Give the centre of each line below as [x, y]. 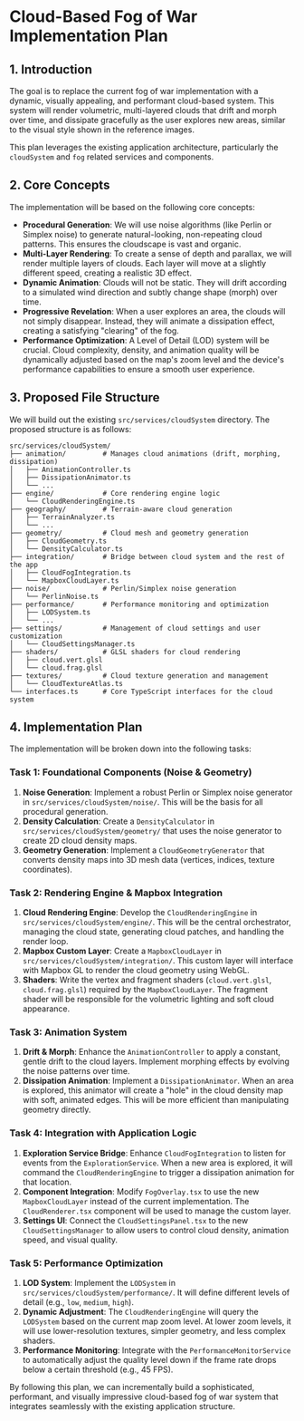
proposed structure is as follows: [71, 429]
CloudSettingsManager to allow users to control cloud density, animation [156, 1230]
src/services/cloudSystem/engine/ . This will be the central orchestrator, [157, 923]
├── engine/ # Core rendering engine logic [115, 493]
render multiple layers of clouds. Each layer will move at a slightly [144, 263]
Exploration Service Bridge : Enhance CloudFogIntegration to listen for [154, 1153]
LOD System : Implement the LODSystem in [99, 1282]
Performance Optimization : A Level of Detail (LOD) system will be [146, 340]
